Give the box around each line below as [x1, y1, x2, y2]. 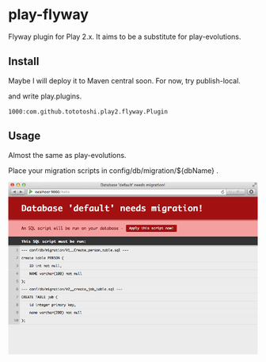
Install [8, 55, 40, 68]
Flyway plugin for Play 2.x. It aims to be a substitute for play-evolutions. [8, 32, 241, 41]
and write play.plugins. [8, 91, 82, 101]
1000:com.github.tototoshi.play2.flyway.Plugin [8, 107, 169, 116]
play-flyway [8, 6, 89, 24]
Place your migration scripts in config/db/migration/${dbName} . [8, 165, 219, 175]
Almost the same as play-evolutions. [8, 150, 127, 160]
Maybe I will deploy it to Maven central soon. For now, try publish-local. [8, 75, 241, 85]
